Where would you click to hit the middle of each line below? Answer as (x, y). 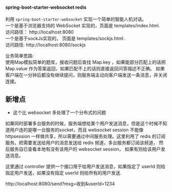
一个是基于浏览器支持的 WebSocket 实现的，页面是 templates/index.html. (83, 26)
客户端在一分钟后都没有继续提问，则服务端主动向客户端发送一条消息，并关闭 (86, 75)
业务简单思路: (20, 56)
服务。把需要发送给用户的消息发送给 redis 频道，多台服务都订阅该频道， (82, 143)
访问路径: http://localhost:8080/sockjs (46, 45)
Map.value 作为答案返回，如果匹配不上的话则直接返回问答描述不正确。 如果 (85, 69)
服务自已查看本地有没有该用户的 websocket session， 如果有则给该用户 (85, 149)
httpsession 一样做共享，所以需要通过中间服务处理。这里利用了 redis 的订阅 (85, 137)
